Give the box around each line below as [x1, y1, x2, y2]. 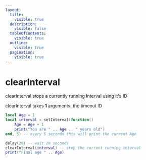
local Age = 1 [5, 112, 35, 118]
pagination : [10, 50, 35, 55]
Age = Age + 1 [14, 122, 44, 127]
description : [10, 21, 37, 27]
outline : [10, 41, 28, 46]
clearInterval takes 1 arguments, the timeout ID [5, 103, 103, 109]
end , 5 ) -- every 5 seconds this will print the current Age [5, 131, 137, 137]
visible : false [14, 26, 46, 31]
